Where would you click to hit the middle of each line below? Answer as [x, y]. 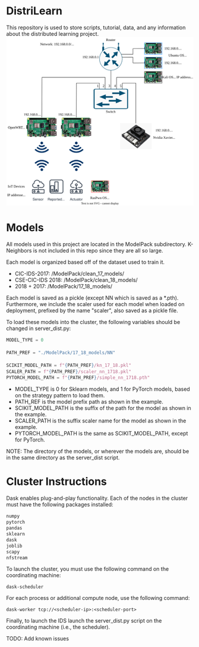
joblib [14, 546]
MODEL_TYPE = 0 [25, 340]
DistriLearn [34, 11]
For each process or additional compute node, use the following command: [98, 598]
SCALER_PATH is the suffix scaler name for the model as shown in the [100, 421]
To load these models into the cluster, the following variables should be [93, 322]
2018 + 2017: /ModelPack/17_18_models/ [64, 287]
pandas [14, 528]
